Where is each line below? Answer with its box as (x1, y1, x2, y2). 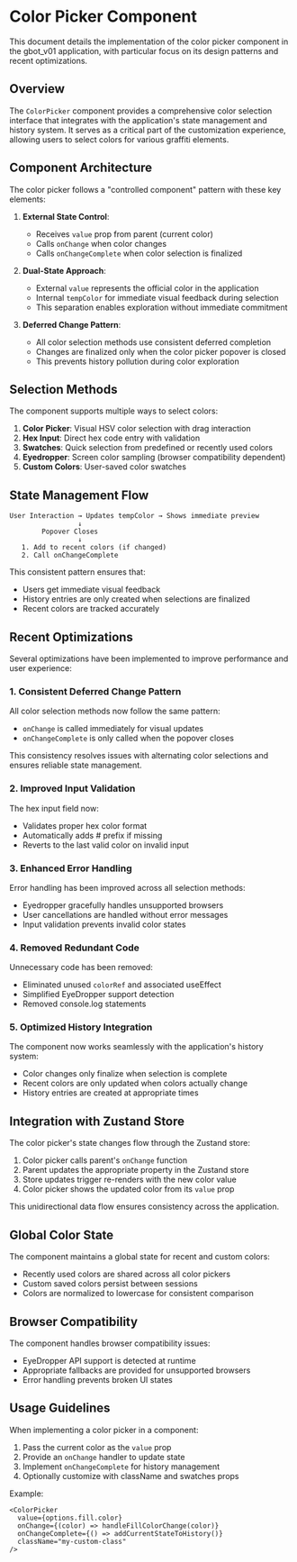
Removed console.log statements (22, 998, 147, 1010)
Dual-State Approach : (22, 265, 106, 276)
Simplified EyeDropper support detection (22, 989, 175, 1000)
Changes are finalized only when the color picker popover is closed (35, 346, 286, 357)
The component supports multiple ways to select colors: (9, 405, 219, 416)
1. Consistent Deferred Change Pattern (9, 685, 182, 697)
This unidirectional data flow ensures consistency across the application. (9, 1201, 280, 1212)
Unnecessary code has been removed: (9, 962, 153, 973)
